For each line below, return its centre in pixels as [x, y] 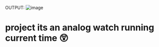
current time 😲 [37, 38]
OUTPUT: [15, 8]
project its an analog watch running [80, 28]
